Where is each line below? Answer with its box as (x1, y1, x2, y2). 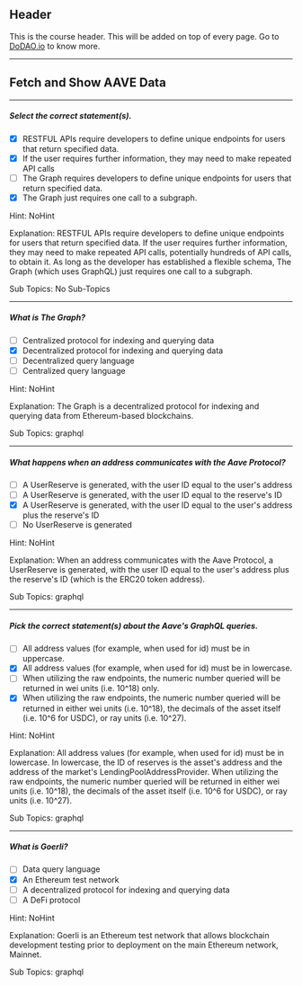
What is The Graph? (9, 312, 86, 323)
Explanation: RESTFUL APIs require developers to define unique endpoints (9, 227, 285, 238)
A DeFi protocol (22, 894, 81, 905)
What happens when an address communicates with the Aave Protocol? (9, 457, 286, 467)
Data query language (22, 864, 101, 875)
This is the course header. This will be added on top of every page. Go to (9, 31, 280, 41)
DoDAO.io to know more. (9, 40, 101, 51)
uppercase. (22, 653, 66, 664)
